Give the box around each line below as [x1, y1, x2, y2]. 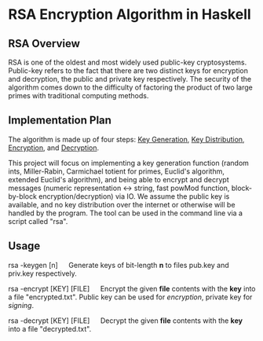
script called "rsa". [8, 216, 68, 225]
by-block [8, 191, 38, 201]
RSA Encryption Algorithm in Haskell [8, 5, 251, 24]
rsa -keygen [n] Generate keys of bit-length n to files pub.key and [8, 260, 229, 269]
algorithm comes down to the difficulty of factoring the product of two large [8, 82, 254, 92]
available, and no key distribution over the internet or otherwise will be [8, 200, 236, 209]
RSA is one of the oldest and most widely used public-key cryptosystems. [8, 57, 247, 67]
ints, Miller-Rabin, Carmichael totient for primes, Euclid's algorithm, [8, 167, 225, 176]
